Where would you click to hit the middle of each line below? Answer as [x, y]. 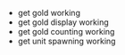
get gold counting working [66, 31]
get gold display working [63, 22]
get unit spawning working [67, 41]
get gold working [49, 13]
